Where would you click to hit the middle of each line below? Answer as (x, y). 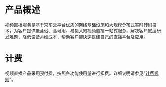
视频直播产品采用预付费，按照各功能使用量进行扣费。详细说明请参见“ (75, 73)
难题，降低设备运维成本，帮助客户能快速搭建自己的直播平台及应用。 (79, 37)
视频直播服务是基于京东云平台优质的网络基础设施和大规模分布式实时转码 (79, 25)
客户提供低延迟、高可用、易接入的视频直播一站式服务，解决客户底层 (87, 30)
